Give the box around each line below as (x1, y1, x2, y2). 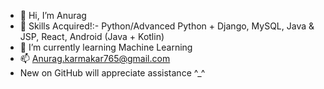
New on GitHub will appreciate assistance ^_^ (19, 67, 206, 79)
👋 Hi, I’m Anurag (19, 10, 87, 21)
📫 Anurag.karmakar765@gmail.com (19, 53, 171, 64)
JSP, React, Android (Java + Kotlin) (19, 31, 165, 42)
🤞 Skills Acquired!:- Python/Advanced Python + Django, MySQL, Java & (19, 20, 315, 32)
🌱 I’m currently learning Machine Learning (19, 41, 193, 53)
